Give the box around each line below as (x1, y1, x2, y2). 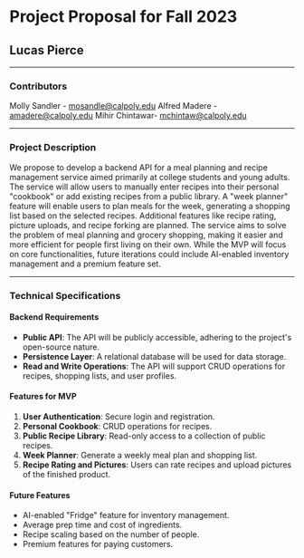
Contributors (9, 80, 68, 92)
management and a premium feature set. (9, 258, 161, 269)
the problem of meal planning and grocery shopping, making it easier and (9, 229, 283, 240)
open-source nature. (22, 342, 100, 352)
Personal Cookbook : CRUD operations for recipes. (22, 420, 213, 431)
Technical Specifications (9, 289, 121, 302)
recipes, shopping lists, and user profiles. (22, 370, 177, 381)
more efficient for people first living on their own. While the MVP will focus (9, 238, 287, 250)
